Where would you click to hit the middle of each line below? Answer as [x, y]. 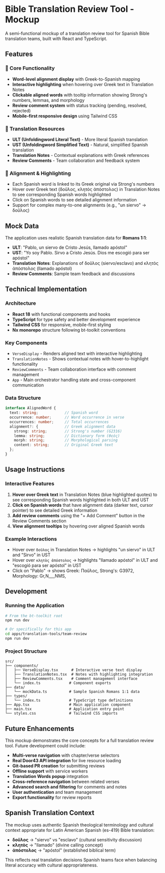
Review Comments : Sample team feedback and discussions [74, 274]
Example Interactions [31, 539]
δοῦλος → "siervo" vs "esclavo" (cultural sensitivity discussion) [77, 839]
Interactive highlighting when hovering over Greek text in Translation [83, 84]
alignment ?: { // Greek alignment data [63, 427]
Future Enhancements [40, 728]
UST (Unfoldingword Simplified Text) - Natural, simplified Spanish [80, 145]
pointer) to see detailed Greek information [55, 510]
